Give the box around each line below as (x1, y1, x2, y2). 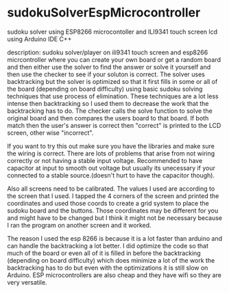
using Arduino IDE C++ (7, 34, 72, 43)
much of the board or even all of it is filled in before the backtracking (7, 249, 201, 257)
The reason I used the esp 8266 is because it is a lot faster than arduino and (7, 234, 223, 242)
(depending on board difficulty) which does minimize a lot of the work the (7, 256, 215, 264)
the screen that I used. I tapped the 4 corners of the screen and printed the (7, 191, 219, 200)
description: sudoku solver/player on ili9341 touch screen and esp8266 (7, 48, 208, 56)
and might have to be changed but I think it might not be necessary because (7, 213, 223, 221)
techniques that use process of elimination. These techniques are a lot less (7, 91, 219, 100)
